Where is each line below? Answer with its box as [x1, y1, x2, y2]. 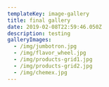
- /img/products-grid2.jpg [13, 62, 93, 69]
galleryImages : [7, 36, 52, 43]
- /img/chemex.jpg [13, 69, 68, 76]
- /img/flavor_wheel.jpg [13, 50, 86, 57]
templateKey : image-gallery [7, 10, 90, 18]
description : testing [7, 29, 71, 37]
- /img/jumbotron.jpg [13, 43, 77, 50]
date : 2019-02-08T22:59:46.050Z [7, 23, 102, 30]
